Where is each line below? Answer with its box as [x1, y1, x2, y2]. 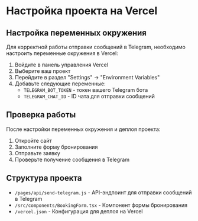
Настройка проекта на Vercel [6, 4, 158, 18]
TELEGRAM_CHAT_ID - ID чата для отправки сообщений [23, 93, 155, 100]
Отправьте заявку [14, 149, 60, 156]
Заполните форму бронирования [14, 143, 98, 150]
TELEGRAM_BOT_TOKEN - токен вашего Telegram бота [23, 87, 148, 93]
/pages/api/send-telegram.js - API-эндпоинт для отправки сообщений [14, 188, 192, 196]
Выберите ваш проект [14, 68, 71, 75]
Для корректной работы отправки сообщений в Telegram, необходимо [6, 43, 186, 50]
